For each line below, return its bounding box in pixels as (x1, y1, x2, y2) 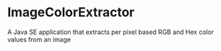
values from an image (7, 35, 71, 43)
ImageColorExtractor (7, 4, 135, 21)
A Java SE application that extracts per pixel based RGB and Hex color (7, 28, 214, 36)
